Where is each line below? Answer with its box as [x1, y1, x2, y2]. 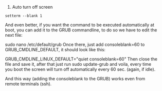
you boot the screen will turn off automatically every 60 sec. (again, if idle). [5, 66, 156, 72]
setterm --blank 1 [5, 14, 42, 18]
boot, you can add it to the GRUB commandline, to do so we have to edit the [5, 27, 157, 33]
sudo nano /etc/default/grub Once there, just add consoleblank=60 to [5, 42, 145, 47]
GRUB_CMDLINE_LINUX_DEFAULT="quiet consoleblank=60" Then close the [5, 56, 158, 62]
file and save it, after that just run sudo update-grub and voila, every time [5, 61, 152, 67]
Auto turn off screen [12, 4, 53, 10]
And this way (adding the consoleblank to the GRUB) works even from [5, 76, 145, 81]
